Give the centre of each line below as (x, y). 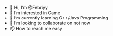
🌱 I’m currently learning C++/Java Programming (59, 18)
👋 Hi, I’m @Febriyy (29, 8)
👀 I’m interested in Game (35, 13)
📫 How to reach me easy (36, 28)
